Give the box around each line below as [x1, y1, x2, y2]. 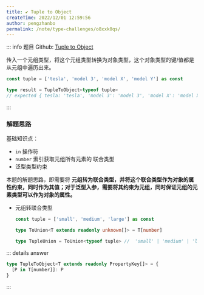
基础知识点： [6, 135, 38, 142]
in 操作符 [15, 148, 39, 155]
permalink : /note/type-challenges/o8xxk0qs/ [6, 26, 121, 32]
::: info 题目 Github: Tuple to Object [6, 43, 93, 50]
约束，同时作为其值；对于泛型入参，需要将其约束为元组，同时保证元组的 [11, 184, 192, 191]
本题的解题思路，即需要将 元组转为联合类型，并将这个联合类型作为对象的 [6, 176, 189, 183]
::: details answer [6, 249, 49, 256]
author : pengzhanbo [6, 20, 56, 26]
